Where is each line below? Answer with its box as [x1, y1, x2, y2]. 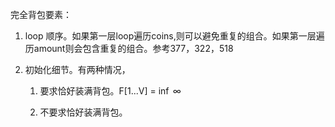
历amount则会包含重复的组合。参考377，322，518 [24, 43, 234, 54]
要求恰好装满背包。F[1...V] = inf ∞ [39, 85, 182, 97]
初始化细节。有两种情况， [24, 64, 131, 75]
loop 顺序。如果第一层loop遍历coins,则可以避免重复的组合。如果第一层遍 [24, 30, 325, 42]
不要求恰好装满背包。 [39, 106, 128, 118]
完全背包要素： [10, 9, 72, 20]
